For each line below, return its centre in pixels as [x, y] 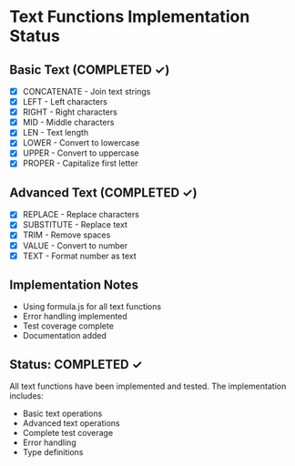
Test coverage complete [68, 326]
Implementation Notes [74, 285]
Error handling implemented [75, 317]
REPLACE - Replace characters [81, 215]
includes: [26, 396]
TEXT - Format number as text [79, 256]
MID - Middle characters [68, 122]
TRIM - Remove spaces [66, 235]
